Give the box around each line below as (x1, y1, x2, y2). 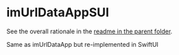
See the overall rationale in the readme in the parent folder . (6, 27, 173, 35)
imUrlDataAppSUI (6, 5, 110, 20)
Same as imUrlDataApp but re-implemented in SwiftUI (6, 40, 159, 48)
